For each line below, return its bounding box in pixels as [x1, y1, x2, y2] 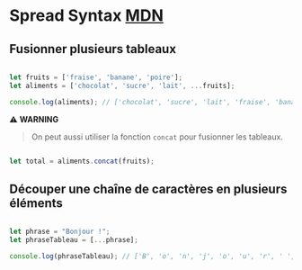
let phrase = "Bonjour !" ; [9, 227, 111, 237]
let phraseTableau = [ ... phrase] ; [9, 236, 139, 245]
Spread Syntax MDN [9, 5, 164, 26]
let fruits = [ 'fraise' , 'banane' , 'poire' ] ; [9, 73, 182, 82]
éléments [9, 195, 63, 211]
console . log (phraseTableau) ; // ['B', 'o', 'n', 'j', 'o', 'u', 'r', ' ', [9, 252, 296, 261]
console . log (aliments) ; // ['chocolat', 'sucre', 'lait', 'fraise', [9, 97, 271, 106]
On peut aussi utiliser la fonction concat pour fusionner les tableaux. [31, 131, 283, 142]
